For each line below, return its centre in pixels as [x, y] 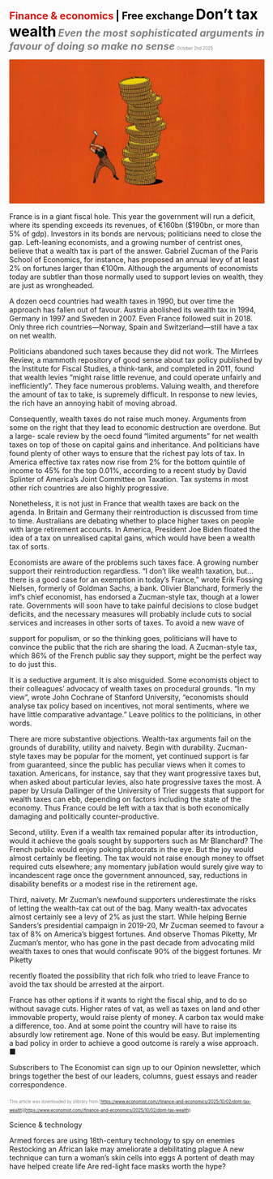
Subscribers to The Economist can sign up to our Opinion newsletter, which [135, 1067]
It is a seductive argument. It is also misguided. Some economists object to [134, 680]
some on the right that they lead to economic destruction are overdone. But [135, 427]
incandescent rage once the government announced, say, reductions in [128, 875]
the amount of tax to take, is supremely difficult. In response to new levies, [134, 394]
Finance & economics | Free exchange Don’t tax [134, 15]
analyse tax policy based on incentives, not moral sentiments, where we [129, 706]
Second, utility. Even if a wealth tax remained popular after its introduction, [134, 832]
